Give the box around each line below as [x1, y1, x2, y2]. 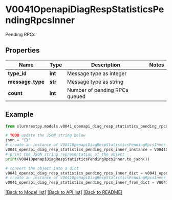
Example [5, 110, 34, 119]
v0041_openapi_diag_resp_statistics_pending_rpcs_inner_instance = [5, 147, 153, 153]
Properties [5, 46, 40, 55]
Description [91, 61, 120, 68]
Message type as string [67, 78, 124, 85]
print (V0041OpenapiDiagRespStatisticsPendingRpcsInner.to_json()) [5, 157, 150, 162]
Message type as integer [67, 70, 127, 77]
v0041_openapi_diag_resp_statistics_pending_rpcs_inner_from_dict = [5, 180, 155, 185]
